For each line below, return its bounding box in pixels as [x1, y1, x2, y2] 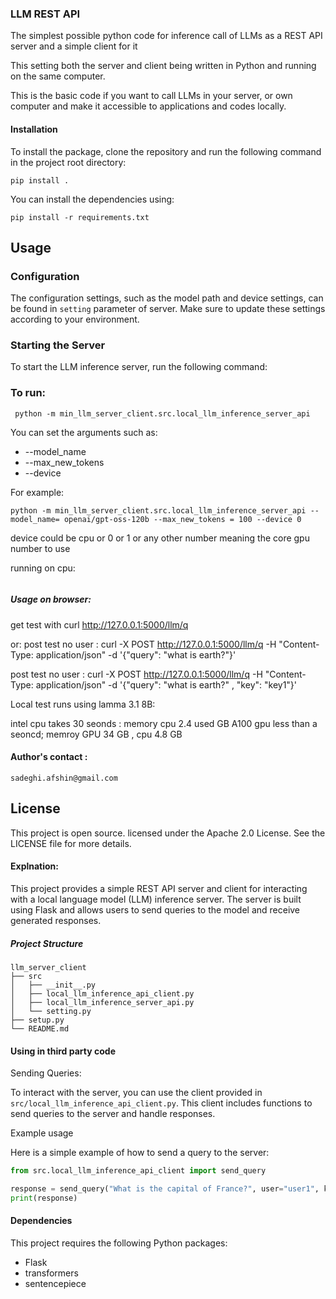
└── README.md [10, 1023, 70, 1034]
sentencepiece [24, 1277, 87, 1289]
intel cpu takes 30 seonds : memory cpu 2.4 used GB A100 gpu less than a [10, 717, 318, 729]
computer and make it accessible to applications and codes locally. [10, 100, 287, 112]
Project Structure [10, 937, 84, 949]
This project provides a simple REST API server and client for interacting [10, 882, 308, 894]
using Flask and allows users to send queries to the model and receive [10, 903, 301, 916]
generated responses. [10, 914, 102, 926]
